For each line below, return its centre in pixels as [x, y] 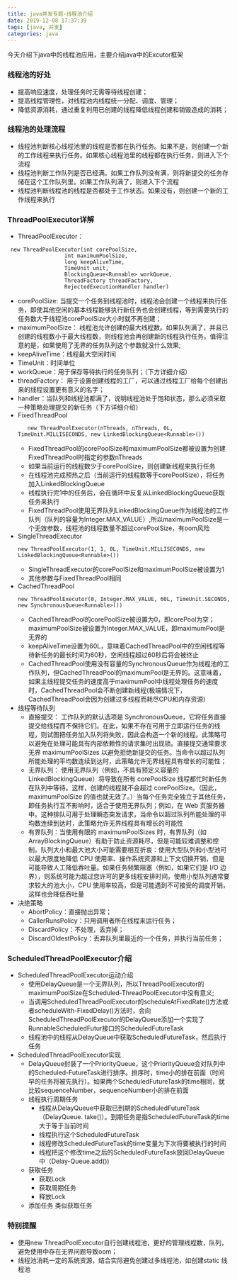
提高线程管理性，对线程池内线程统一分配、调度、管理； [98, 101]
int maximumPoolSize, [96, 256]
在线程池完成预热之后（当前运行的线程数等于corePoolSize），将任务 [126, 475]
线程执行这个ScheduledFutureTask [89, 1135]
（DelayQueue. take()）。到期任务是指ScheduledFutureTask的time [134, 1117]
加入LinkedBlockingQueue [66, 484]
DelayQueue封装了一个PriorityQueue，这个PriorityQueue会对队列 [123, 1064]
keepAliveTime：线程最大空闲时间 [67, 354]
